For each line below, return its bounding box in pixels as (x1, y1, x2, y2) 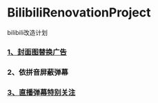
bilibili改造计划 (7, 28, 48, 36)
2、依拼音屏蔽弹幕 (7, 67, 69, 77)
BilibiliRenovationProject (7, 5, 151, 21)
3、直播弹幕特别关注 (7, 87, 76, 97)
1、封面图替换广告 (7, 47, 67, 56)
